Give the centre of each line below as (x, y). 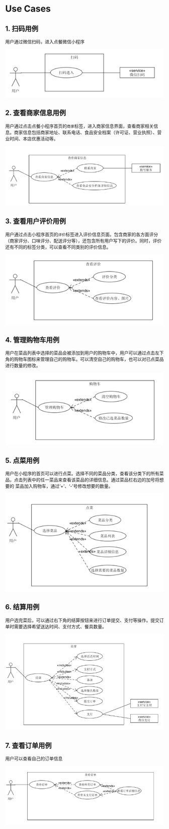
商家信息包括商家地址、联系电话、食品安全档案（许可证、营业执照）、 (86, 132)
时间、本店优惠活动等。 (34, 139)
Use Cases (28, 9)
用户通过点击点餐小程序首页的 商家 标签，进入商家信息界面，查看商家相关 (79, 126)
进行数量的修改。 (23, 365)
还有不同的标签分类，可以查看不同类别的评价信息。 (58, 247)
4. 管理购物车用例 (32, 340)
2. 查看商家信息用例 (36, 113)
